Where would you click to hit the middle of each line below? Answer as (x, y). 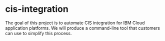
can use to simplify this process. (38, 33)
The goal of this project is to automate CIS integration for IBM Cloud (75, 23)
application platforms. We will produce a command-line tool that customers (82, 28)
